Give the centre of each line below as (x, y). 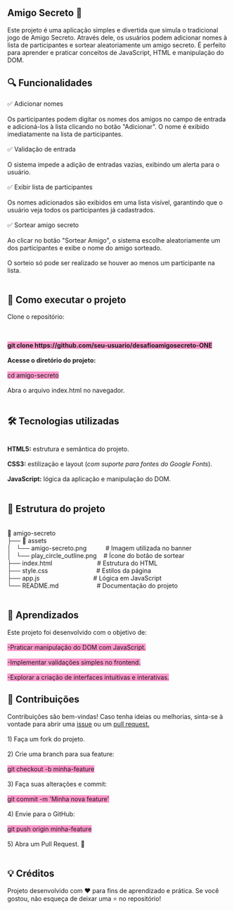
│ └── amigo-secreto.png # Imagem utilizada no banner (99, 548)
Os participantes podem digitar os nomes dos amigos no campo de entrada (117, 119)
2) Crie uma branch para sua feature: (61, 754)
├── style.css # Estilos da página (79, 571)
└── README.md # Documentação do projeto (92, 586)
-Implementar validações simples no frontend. (74, 662)
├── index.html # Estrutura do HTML (83, 563)
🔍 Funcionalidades (50, 83)
